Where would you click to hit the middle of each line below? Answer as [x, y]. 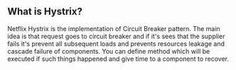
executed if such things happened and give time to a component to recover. [118, 59]
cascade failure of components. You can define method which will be [109, 51]
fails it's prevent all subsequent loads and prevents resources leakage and [116, 43]
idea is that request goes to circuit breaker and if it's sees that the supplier [116, 36]
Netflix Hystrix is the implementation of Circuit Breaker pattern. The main [114, 28]
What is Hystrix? [45, 12]
